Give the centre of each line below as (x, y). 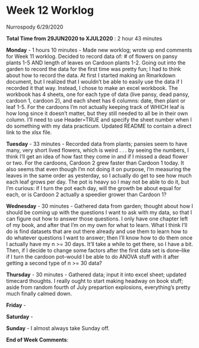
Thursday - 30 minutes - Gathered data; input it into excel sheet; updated (97, 274)
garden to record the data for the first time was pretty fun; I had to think (94, 69)
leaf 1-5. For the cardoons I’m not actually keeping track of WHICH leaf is (95, 107)
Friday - (16, 305)
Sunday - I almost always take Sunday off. (58, 328)
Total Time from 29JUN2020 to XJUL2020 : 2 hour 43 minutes (84, 38)
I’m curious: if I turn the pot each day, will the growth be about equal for (94, 188)
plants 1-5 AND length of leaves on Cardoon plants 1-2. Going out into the (96, 63)
